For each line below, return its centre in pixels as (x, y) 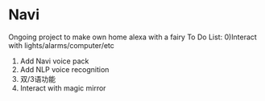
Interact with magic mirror (63, 88)
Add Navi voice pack (54, 61)
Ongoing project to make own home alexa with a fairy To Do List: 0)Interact (133, 37)
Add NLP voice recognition (64, 69)
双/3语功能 (38, 79)
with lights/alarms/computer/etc (62, 45)
